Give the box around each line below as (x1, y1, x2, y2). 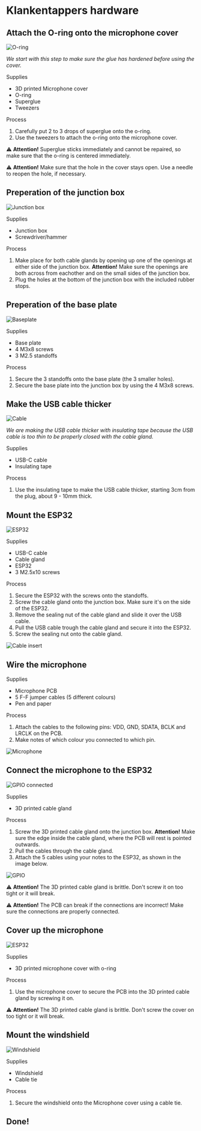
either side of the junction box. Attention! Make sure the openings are (14, 263, 188, 270)
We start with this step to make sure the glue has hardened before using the (6, 55, 195, 62)
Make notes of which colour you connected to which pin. (14, 736, 156, 744)
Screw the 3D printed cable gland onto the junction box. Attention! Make (14, 828, 196, 835)
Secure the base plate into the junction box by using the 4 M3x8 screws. (14, 381, 194, 389)
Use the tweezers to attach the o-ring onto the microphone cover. (14, 134, 178, 141)
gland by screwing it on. (14, 994, 75, 1001)
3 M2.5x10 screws (14, 569, 60, 576)
